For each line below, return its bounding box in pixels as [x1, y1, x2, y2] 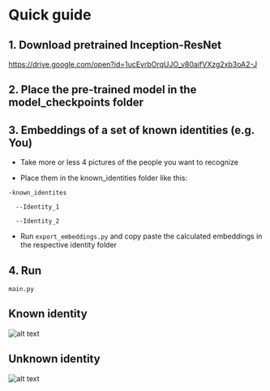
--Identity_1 [15, 203, 60, 212]
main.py [8, 286, 35, 294]
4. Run [8, 264, 42, 277]
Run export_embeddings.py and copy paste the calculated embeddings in [19, 231, 263, 241]
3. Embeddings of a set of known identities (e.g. [8, 123, 255, 137]
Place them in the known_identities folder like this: [19, 173, 188, 183]
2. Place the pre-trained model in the [8, 83, 197, 97]
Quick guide [8, 6, 92, 24]
